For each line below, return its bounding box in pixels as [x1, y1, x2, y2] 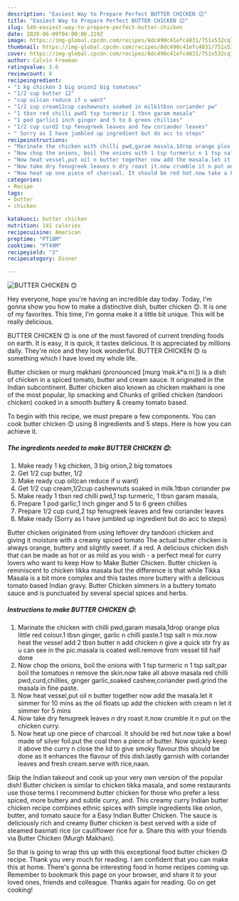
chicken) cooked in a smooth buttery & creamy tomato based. [7, 398, 188, 407]
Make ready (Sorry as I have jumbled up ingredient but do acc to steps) [17, 515, 227, 523]
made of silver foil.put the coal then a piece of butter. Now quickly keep [17, 737, 228, 746]
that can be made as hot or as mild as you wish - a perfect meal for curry [7, 551, 222, 560]
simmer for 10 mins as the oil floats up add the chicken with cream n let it [17, 699, 232, 708]
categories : [7, 176, 43, 183]
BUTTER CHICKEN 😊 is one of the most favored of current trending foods [7, 331, 224, 340]
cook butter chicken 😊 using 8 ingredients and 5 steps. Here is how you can [7, 420, 232, 428]
